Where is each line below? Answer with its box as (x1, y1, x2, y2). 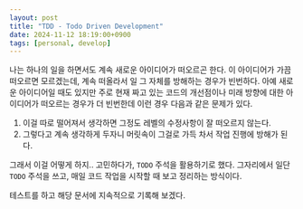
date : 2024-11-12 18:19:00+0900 (9, 30, 131, 39)
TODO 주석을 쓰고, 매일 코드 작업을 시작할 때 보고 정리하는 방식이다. (9, 171, 242, 182)
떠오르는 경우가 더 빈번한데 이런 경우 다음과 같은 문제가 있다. (40, 99, 253, 109)
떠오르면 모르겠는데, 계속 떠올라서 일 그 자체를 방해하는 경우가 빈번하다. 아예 (9, 76, 278, 87)
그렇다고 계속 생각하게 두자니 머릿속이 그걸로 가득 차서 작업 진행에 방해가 (22, 128, 279, 140)
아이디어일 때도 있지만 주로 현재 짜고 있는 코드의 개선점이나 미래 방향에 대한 (18, 87, 285, 98)
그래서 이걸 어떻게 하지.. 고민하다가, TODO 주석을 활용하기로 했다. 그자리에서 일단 (9, 159, 291, 170)
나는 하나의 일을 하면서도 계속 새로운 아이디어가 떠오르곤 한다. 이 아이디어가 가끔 (9, 64, 292, 75)
